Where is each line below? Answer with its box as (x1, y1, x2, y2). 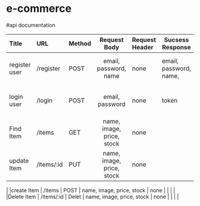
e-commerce (6, 2, 72, 15)
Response (161, 43, 192, 51)
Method (68, 39, 92, 48)
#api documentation (6, 21, 55, 29)
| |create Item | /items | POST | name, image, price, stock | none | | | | (6, 186, 176, 193)
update (9, 157, 29, 165)
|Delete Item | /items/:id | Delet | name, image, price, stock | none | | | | (6, 193, 179, 200)
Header (132, 43, 154, 51)
